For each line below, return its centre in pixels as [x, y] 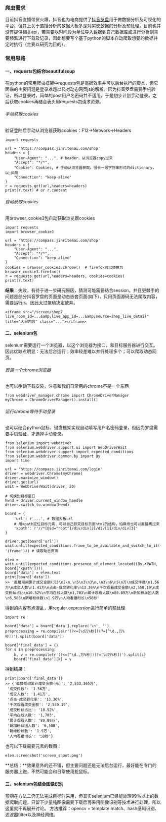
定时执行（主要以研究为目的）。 [37, 44]
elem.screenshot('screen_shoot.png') [44, 756]
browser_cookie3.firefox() [33, 272]
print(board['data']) [27, 577]
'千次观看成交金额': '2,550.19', [39, 705]
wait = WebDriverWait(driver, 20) [41, 487]
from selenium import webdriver [38, 443]
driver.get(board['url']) [32, 541]
